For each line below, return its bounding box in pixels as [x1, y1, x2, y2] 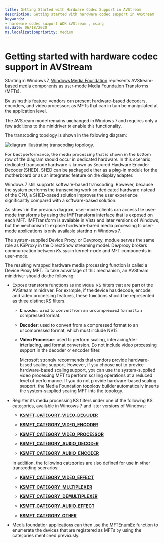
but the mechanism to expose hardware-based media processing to [5, 222, 142, 228]
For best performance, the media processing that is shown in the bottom [5, 151, 151, 157]
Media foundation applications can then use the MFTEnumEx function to [12, 522, 158, 528]
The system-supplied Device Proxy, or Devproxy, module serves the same [5, 237, 155, 243]
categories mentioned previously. [12, 532, 80, 538]
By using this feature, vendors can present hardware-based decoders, [5, 98, 147, 103]
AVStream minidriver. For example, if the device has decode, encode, [12, 287, 152, 293]
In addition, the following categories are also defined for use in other [12, 460, 150, 465]
